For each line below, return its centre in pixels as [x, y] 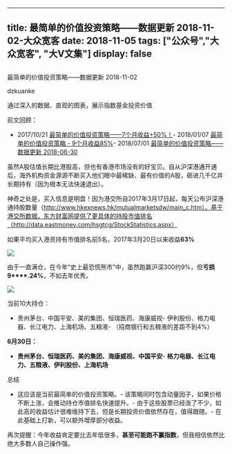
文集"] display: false [108, 54]
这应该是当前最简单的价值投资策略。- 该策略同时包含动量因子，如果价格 [119, 394]
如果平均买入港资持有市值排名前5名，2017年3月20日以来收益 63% [101, 239]
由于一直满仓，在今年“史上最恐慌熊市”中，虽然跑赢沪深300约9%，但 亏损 [111, 266]
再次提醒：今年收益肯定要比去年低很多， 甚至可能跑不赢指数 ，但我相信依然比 [116, 435]
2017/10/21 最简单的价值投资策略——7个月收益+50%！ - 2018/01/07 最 [117, 134]
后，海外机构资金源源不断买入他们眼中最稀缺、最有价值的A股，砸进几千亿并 [115, 175]
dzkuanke [21, 91]
